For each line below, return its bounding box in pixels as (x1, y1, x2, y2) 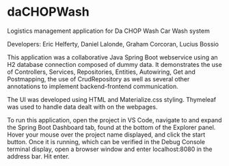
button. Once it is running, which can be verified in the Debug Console (7, 137, 205, 146)
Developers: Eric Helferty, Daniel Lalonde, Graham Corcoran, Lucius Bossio (7, 40, 219, 48)
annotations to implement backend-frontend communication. (7, 82, 179, 90)
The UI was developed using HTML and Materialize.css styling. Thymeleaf (7, 95, 217, 103)
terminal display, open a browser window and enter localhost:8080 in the (7, 145, 213, 153)
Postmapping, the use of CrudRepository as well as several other (7, 74, 190, 83)
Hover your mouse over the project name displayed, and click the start (7, 130, 206, 139)
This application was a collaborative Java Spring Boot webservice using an (7, 53, 218, 61)
